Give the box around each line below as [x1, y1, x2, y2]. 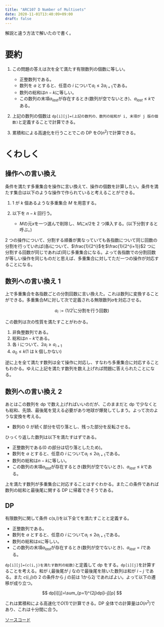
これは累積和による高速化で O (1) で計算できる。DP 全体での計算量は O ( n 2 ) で [5, 600, 155, 606]
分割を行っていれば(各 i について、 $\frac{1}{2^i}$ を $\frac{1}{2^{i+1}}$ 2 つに [5, 243, 156, 249]
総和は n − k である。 [12, 335, 52, 341]
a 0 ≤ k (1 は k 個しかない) [12, 348, 62, 355]
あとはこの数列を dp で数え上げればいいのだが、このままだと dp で [5, 401, 140, 407]
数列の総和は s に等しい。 [12, 539, 62, 545]
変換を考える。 [13, 413, 44, 420]
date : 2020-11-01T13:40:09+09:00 [5, 12, 73, 17]
